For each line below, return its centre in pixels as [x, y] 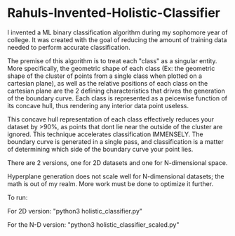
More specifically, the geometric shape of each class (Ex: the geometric [111, 68]
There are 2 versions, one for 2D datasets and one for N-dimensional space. [117, 162]
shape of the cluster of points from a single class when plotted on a [105, 76]
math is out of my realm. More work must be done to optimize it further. [110, 183]
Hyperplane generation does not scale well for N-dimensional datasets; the [116, 176]
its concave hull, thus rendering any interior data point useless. [98, 105]
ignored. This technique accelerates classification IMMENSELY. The [105, 134]
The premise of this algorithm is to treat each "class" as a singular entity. [112, 60]
